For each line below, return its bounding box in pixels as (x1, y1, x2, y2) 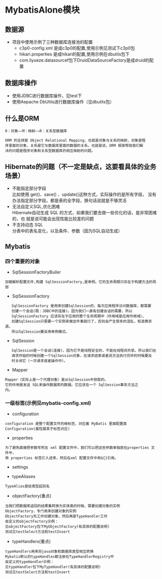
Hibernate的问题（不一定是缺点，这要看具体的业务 (5, 163, 157, 171)
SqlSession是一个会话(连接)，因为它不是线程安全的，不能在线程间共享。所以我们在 (11, 348, 156, 353)
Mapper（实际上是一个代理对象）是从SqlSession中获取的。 (5, 377, 108, 382)
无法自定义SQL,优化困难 (12, 204, 60, 209)
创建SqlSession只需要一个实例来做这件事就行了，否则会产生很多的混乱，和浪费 (11, 319, 148, 324)
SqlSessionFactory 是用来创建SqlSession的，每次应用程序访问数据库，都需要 (11, 304, 151, 308)
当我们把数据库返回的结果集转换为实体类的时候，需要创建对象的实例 (5, 504, 120, 509)
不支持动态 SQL (12, 222, 44, 228)
